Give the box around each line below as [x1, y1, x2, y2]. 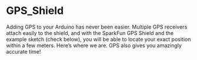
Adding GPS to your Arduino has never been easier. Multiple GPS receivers [6, 23, 188, 30]
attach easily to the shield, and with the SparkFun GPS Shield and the [6, 29, 174, 36]
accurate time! [6, 48, 41, 55]
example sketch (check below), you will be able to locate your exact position [6, 36, 191, 43]
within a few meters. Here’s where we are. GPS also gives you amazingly [6, 42, 182, 49]
